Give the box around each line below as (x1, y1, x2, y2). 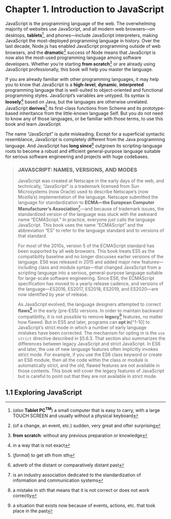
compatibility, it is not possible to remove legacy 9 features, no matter (17, 313, 163, 320)
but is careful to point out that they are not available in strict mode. (17, 373, 158, 379)
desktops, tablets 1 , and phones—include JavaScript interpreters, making (5, 31, 158, 38)
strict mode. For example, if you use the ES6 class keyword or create (17, 351, 162, 358)
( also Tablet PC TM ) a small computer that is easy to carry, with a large (12, 406, 160, 413)
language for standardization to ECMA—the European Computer (17, 200, 155, 206)
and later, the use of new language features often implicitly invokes (17, 346, 159, 352)
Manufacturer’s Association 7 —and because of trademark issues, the (17, 205, 164, 212)
